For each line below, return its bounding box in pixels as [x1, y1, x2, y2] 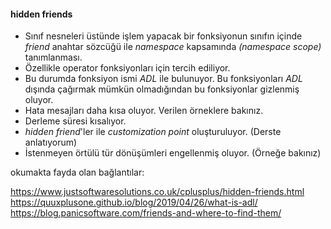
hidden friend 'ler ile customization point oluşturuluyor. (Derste [24, 126, 282, 138]
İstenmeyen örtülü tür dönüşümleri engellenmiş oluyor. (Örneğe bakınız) [24, 147, 322, 159]
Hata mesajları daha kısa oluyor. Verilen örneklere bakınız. [24, 105, 264, 117]
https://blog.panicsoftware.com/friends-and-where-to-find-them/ [10, 207, 282, 219]
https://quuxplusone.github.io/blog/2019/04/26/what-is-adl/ [10, 196, 258, 209]
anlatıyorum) [24, 136, 78, 149]
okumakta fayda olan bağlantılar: [10, 166, 145, 179]
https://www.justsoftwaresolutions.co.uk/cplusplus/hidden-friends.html [10, 186, 305, 198]
